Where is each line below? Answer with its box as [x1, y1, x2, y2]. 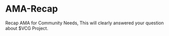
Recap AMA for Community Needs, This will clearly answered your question [5, 20, 164, 26]
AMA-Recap [5, 3, 58, 15]
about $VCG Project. [5, 25, 48, 31]
